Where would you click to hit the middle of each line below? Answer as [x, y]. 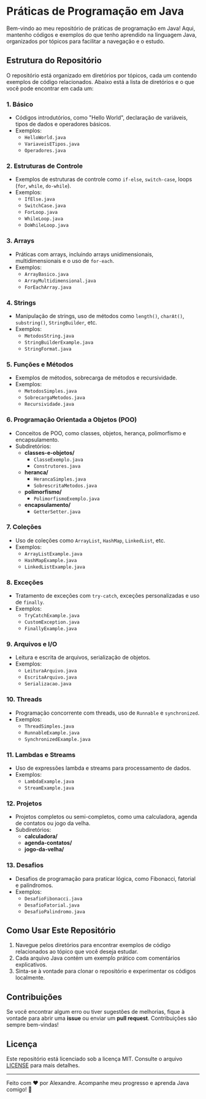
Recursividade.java [49, 405]
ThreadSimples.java [49, 726]
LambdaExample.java [49, 782]
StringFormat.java [48, 349]
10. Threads [24, 699]
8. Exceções [25, 582]
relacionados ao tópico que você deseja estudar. [77, 952]
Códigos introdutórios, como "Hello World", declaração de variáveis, [101, 118]
